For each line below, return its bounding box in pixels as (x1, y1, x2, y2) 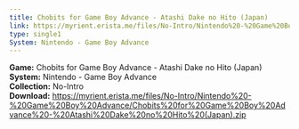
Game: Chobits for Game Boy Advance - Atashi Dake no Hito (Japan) (9, 62, 263, 73)
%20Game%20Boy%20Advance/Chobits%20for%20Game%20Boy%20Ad (9, 100, 287, 111)
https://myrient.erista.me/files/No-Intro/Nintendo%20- (52, 91, 252, 101)
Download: (9, 91, 51, 101)
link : (9, 21, 29, 30)
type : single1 (9, 29, 62, 38)
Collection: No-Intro (9, 81, 85, 92)
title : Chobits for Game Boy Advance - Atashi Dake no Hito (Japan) (9, 12, 269, 22)
